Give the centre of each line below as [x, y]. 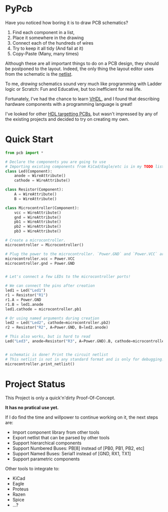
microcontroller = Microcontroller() [44, 245]
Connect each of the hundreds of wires [53, 43]
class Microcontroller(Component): [42, 208]
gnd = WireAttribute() [38, 217]
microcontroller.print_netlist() [40, 364]
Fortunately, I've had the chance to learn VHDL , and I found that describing [82, 99]
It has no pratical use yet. [32, 408]
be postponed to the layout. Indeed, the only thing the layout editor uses [79, 69]
